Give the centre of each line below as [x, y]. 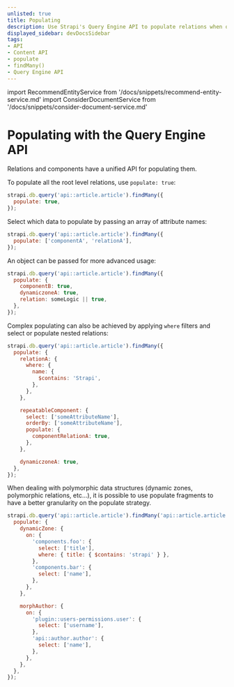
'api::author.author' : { [68, 639]
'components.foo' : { [62, 541]
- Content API [28, 53]
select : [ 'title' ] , [67, 548]
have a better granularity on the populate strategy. [79, 503]
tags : [15, 40]
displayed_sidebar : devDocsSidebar [59, 33]
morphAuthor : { [42, 606]
